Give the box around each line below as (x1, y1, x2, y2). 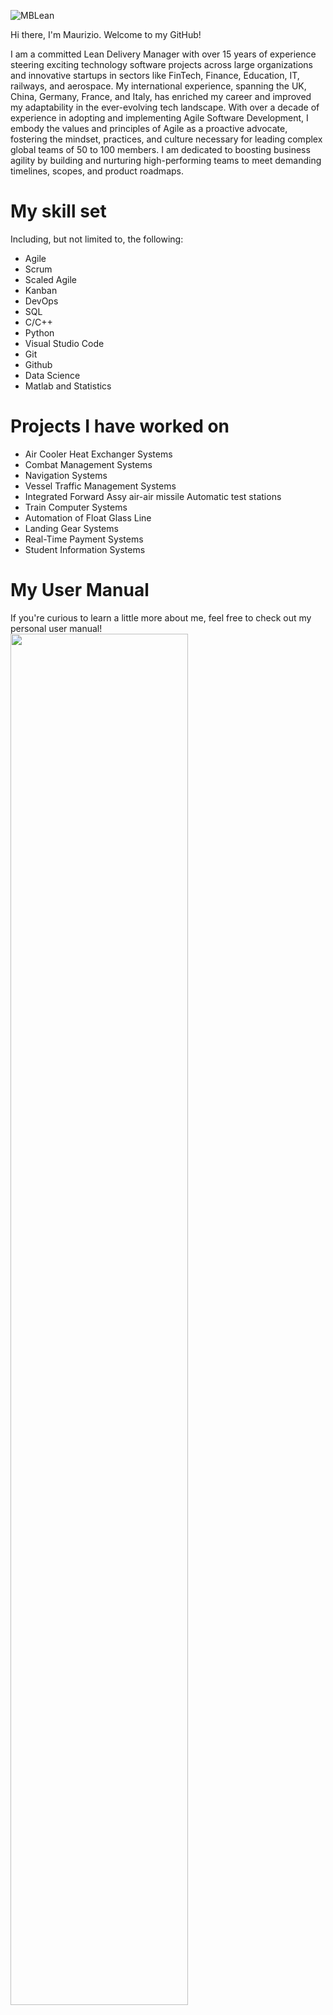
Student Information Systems (24, 543, 146, 555)
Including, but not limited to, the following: (10, 233, 184, 245)
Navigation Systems (24, 469, 108, 481)
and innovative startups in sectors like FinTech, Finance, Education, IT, (10, 70, 300, 81)
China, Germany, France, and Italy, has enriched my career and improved (10, 91, 312, 102)
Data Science (24, 369, 81, 381)
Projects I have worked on (10, 415, 230, 438)
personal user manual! (10, 622, 103, 634)
